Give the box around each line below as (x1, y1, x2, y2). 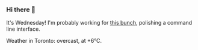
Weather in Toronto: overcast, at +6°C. (6, 37, 102, 45)
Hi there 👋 (6, 5, 36, 14)
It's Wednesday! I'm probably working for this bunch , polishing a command (6, 19, 193, 27)
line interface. (6, 25, 40, 33)
